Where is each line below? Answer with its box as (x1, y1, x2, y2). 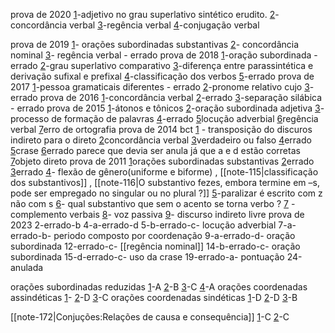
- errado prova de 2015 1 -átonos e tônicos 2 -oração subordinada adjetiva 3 (10, 102, 321, 114)
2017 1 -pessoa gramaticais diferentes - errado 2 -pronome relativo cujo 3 (10, 81, 310, 93)
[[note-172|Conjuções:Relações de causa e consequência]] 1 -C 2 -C (10, 311, 290, 323)
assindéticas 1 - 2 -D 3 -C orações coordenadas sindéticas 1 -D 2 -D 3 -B (10, 292, 298, 303)
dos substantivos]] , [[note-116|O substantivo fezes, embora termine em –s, (10, 177, 320, 188)
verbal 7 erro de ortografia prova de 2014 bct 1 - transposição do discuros (10, 124, 313, 135)
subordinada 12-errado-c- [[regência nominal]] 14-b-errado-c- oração (10, 240, 301, 252)
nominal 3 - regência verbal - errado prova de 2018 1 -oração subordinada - (10, 49, 318, 61)
